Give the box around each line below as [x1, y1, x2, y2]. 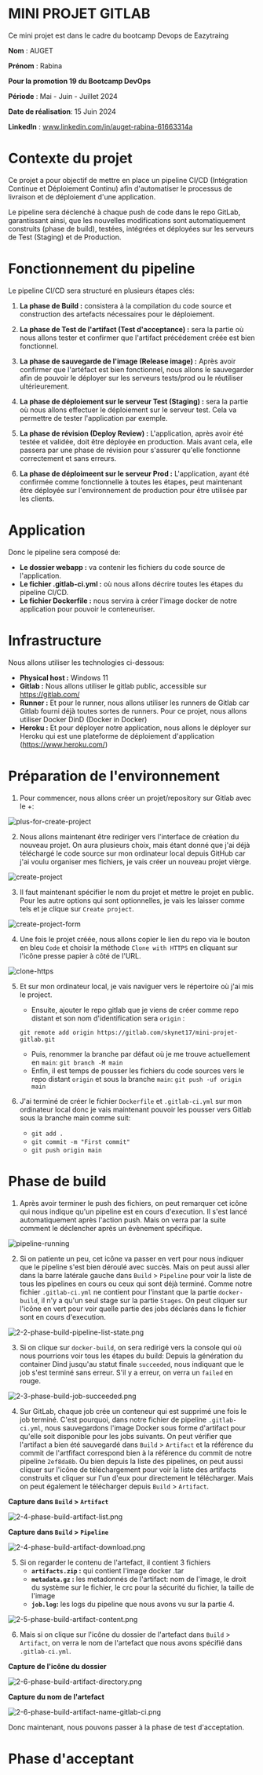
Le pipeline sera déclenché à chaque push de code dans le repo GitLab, [8, 207, 241, 217]
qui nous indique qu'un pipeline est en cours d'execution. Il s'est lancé [19, 1207, 247, 1216]
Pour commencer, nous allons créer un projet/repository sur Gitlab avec [19, 793, 252, 802]
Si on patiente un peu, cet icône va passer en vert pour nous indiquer [19, 1254, 244, 1263]
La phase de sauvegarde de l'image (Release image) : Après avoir [19, 356, 236, 366]
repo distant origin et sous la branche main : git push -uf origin [31, 1074, 242, 1083]
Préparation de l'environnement [8, 767, 220, 785]
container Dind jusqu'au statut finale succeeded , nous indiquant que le [19, 1359, 245, 1368]
